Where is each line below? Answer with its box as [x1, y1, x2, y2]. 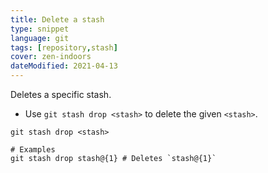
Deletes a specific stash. [10, 89, 112, 100]
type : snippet [10, 24, 70, 34]
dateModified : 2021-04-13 [10, 61, 118, 71]
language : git [10, 33, 70, 43]
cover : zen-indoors [10, 52, 92, 62]
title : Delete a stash [10, 14, 105, 25]
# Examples [10, 145, 56, 155]
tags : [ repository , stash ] [10, 42, 118, 53]
